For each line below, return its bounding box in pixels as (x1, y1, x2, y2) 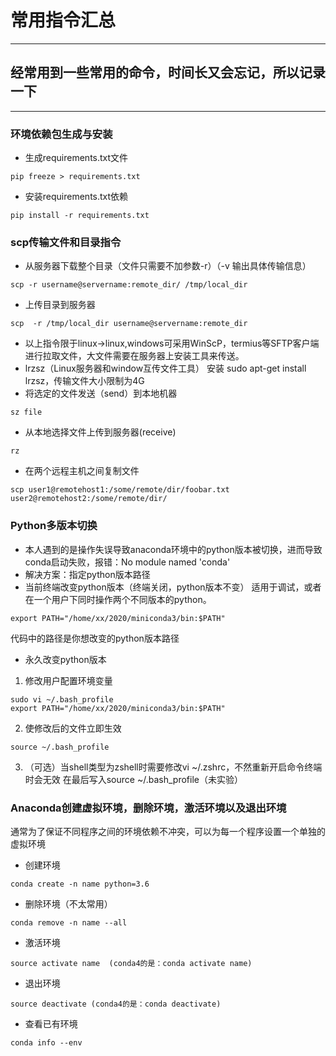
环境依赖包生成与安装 (10, 127, 113, 141)
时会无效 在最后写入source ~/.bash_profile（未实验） (24, 773, 243, 785)
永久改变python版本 (24, 653, 107, 665)
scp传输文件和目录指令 (10, 235, 122, 249)
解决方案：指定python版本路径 (24, 568, 151, 580)
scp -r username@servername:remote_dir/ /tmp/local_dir (10, 280, 248, 290)
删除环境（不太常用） (24, 897, 113, 910)
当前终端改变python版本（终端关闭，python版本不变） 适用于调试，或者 (24, 581, 322, 593)
